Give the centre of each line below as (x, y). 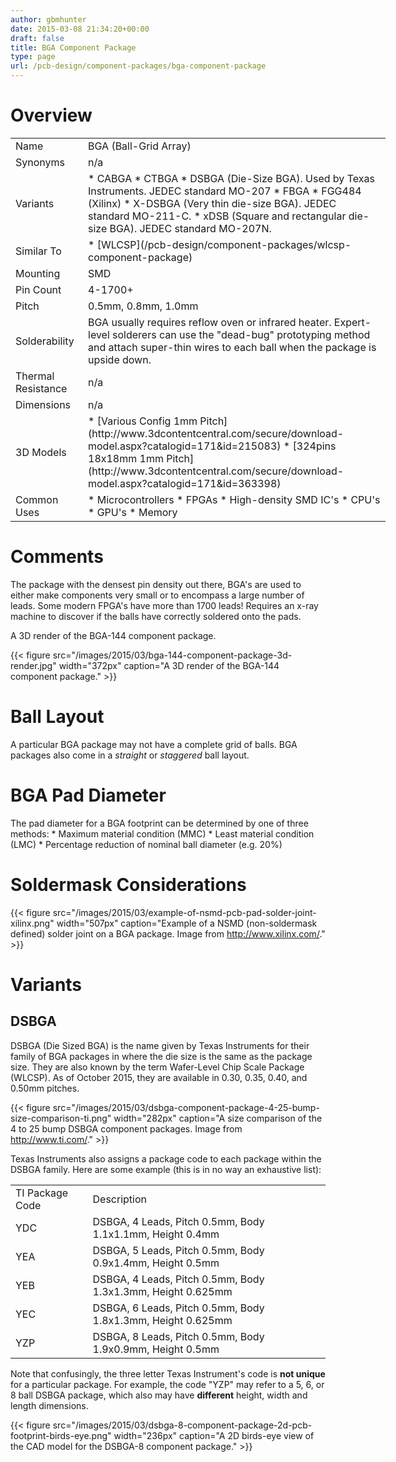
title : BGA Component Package (73, 47)
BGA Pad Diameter (88, 795)
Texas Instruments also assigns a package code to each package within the (166, 1158)
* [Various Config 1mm (143, 421)
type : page (33, 57)
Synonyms (40, 162)
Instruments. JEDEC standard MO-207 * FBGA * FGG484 (225, 191)
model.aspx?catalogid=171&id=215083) (185, 446)
